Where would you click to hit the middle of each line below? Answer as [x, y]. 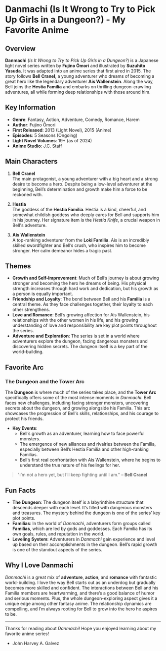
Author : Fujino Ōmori [34, 124]
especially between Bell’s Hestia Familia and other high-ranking [84, 449]
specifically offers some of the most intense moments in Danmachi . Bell [78, 398]
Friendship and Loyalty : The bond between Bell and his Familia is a [81, 299]
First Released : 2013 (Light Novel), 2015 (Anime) [62, 130]
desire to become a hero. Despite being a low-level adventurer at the [82, 184]
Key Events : [25, 428]
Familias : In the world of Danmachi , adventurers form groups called [81, 523]
